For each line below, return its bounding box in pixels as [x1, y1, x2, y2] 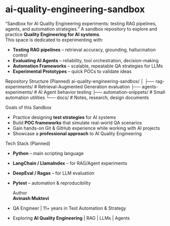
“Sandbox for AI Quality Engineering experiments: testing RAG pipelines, [5, 20, 157, 27]
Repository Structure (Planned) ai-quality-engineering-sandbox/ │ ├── [5, 78, 155, 84]
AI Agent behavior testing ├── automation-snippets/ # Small [38, 89, 165, 95]
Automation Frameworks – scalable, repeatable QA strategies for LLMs [12, 63, 163, 69]
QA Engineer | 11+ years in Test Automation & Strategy [12, 205, 126, 211]
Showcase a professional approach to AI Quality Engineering [12, 130, 142, 136]
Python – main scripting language [12, 150, 84, 156]
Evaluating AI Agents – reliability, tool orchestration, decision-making [12, 57, 159, 63]
